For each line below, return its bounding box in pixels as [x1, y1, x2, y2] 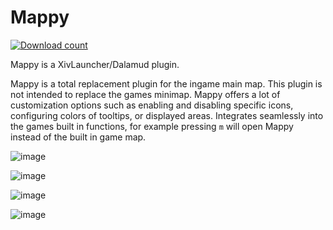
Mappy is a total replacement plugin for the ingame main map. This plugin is [10, 77, 323, 90]
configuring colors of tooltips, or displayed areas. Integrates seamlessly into [10, 109, 324, 121]
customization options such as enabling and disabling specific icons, [10, 99, 294, 111]
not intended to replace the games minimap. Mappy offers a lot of [10, 88, 281, 100]
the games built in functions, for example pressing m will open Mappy [10, 120, 294, 132]
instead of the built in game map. [10, 131, 147, 143]
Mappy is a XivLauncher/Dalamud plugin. [10, 58, 180, 70]
